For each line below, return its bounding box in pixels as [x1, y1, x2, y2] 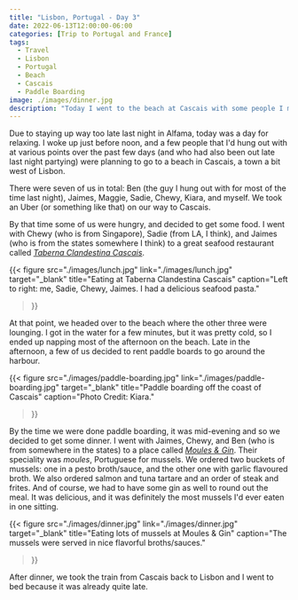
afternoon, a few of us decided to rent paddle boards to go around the [9, 346, 266, 357]
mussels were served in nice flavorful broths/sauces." [9, 538, 206, 549]
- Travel [17, 46, 50, 55]
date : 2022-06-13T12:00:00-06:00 [9, 21, 133, 30]
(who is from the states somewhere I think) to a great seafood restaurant [9, 238, 275, 249]
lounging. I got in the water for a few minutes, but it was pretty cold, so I [9, 328, 272, 338]
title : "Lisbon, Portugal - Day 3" [9, 12, 141, 22]
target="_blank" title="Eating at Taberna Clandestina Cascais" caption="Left [9, 274, 288, 285]
